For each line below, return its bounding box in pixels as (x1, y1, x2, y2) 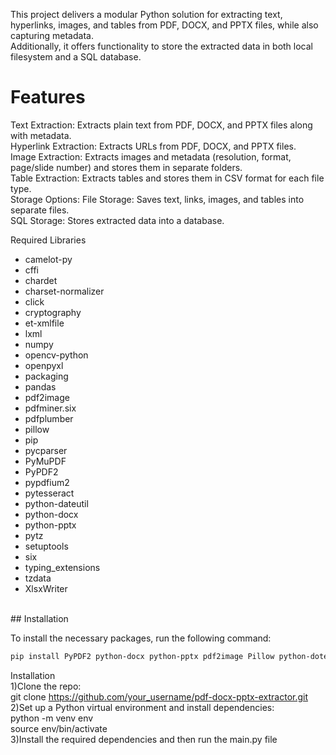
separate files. (10, 204, 70, 216)
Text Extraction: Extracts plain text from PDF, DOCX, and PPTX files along (10, 119, 313, 131)
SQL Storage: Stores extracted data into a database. (10, 214, 225, 226)
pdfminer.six (24, 402, 77, 414)
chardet (24, 274, 58, 286)
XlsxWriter (24, 582, 68, 594)
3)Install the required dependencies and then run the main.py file (10, 733, 278, 745)
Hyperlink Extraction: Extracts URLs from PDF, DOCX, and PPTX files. (10, 140, 297, 152)
